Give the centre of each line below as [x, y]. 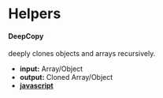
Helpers [35, 14]
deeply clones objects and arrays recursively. [82, 54]
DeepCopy [26, 36]
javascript [36, 86]
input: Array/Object [51, 69]
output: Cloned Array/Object [66, 77]
